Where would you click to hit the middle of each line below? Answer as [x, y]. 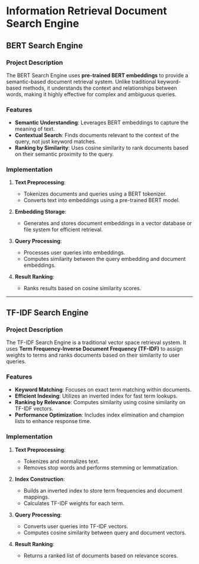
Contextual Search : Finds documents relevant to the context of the [97, 136]
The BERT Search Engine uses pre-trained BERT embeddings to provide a [97, 75]
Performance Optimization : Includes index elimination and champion [99, 415]
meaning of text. [35, 129]
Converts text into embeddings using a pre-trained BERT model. [102, 200]
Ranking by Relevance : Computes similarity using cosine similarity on [100, 402]
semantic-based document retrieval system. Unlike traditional [81, 81]
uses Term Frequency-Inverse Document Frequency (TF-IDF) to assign [94, 349]
